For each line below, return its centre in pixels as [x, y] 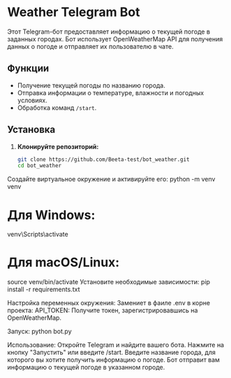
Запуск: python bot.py [39, 331]
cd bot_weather [39, 166]
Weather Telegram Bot [74, 12]
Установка [31, 130]
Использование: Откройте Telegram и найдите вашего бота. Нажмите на [116, 345]
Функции [28, 68]
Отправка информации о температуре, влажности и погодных [111, 92]
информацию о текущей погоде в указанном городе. [86, 367]
